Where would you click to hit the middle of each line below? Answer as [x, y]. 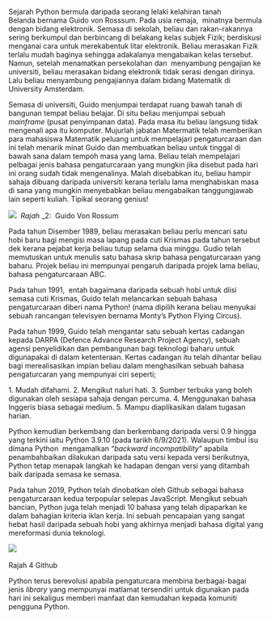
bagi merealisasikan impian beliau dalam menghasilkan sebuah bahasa [126, 366]
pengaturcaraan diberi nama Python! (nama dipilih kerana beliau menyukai [132, 307]
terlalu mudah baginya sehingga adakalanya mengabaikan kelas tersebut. [131, 55]
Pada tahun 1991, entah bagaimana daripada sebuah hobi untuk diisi [123, 290]
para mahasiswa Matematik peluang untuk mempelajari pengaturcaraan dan [135, 139]
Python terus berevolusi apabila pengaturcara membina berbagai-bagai [127, 581]
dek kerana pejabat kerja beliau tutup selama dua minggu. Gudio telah [125, 248]
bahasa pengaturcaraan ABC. [57, 274]
